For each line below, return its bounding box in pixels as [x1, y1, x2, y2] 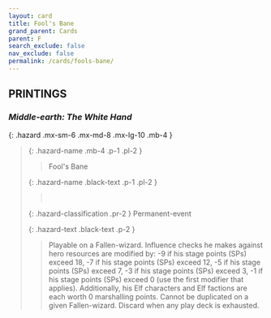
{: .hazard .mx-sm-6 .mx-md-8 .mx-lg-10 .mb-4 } [8, 130, 173, 140]
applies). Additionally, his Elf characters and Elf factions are [48, 283, 247, 293]
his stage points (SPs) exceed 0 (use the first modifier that [48, 274, 244, 284]
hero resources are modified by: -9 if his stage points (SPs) [48, 248, 247, 258]
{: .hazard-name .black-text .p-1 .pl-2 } [28, 177, 158, 187]
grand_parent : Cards [8, 27, 79, 35]
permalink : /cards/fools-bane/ [8, 58, 114, 66]
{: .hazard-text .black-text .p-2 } [28, 224, 135, 234]
